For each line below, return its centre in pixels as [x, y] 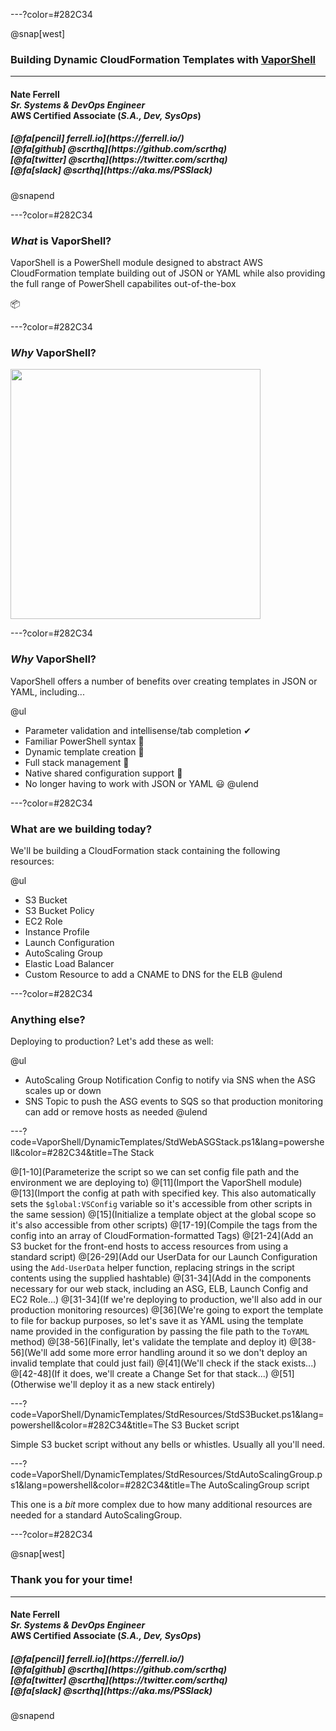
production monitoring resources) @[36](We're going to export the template [167, 1310]
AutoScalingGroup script [259, 1485]
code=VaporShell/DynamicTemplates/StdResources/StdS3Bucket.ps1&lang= [167, 1415]
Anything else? [48, 1019]
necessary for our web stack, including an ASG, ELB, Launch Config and [159, 1289]
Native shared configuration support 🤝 [103, 773]
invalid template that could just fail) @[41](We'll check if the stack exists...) [163, 1363]
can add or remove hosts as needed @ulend [116, 1112]
